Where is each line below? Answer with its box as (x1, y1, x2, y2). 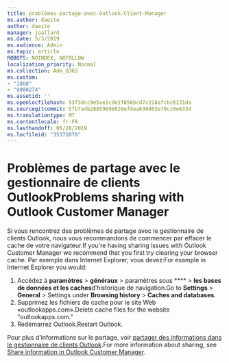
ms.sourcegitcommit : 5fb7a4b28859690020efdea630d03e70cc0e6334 (7, 105, 192, 112)
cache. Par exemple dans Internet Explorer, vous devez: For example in (7, 256, 206, 264)
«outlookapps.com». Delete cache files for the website (16, 305, 170, 314)
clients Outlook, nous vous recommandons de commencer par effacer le (7, 234, 212, 242)
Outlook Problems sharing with (7, 190, 184, 205)
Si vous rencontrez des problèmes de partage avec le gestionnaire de (7, 227, 204, 235)
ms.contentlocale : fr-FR (7, 118, 78, 125)
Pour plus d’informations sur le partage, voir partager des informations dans (7, 334, 222, 342)
